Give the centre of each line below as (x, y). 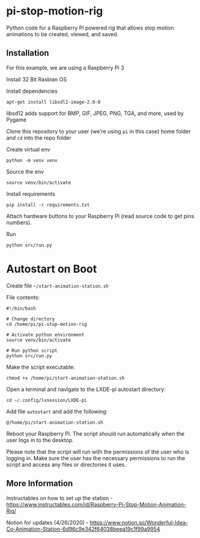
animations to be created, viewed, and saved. (62, 34)
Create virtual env (28, 149)
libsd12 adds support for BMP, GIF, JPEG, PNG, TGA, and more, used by (95, 113)
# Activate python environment (45, 335)
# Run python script (32, 351)
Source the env (25, 171)
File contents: (23, 297)
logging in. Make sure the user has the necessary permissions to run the (96, 458)
